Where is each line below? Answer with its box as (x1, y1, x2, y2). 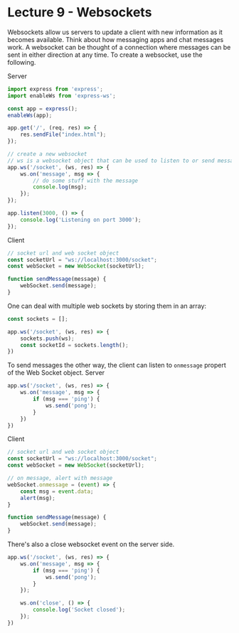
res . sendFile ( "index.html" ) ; (20, 131, 107, 139)
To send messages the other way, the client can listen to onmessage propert (7, 361, 226, 370)
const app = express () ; (7, 105, 78, 112)
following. (7, 58, 36, 66)
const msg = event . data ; (20, 488, 94, 495)
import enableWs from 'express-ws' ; (7, 92, 116, 100)
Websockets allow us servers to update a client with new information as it (7, 28, 223, 36)
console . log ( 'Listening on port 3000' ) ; (20, 216, 142, 223)
